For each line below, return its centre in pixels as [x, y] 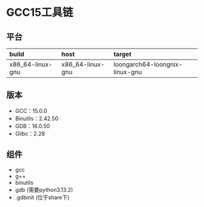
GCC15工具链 [40, 12]
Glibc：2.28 [30, 134]
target [122, 54]
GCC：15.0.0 [31, 110]
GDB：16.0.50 [32, 126]
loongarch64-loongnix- [148, 64]
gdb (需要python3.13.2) [44, 189]
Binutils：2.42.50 [37, 118]
